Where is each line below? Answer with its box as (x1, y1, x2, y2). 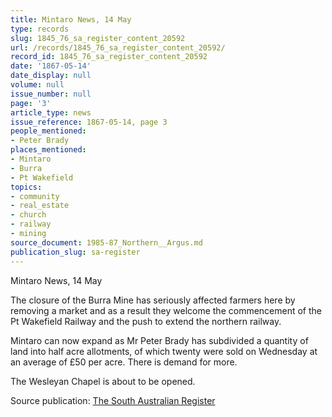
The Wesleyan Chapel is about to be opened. (10, 375, 196, 387)
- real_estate (10, 201, 70, 211)
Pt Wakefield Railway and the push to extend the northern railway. (10, 315, 282, 327)
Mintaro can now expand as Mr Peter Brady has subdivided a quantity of (10, 334, 309, 346)
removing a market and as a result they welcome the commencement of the (10, 304, 322, 316)
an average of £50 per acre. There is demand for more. (10, 356, 238, 368)
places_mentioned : (10, 145, 87, 155)
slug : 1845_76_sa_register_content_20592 (10, 33, 186, 43)
